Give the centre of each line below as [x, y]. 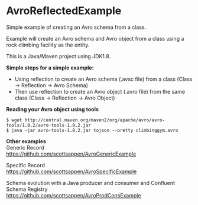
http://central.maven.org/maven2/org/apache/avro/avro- [95, 120]
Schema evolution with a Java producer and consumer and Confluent [91, 183]
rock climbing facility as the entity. [48, 45]
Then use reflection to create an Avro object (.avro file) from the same [100, 91]
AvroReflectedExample [64, 11]
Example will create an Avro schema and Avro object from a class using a [95, 38]
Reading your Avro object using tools [53, 109]
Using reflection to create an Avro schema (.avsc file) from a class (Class [103, 79]
